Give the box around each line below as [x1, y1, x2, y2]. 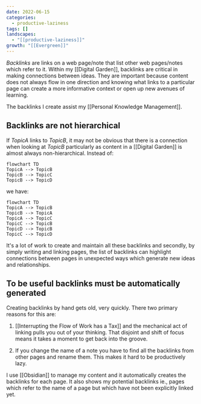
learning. [6, 91, 28, 99]
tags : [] [6, 25, 28, 32]
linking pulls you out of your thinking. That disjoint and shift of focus [14, 328, 184, 336]
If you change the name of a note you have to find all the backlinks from [14, 347, 194, 354]
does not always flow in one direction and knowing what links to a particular [6, 78, 195, 85]
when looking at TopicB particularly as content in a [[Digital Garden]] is [6, 143, 182, 150]
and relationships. [6, 261, 51, 268]
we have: [6, 187, 29, 195]
